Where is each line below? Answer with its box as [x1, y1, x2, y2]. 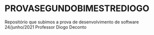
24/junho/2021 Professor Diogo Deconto [4, 24, 87, 30]
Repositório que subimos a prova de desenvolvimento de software [4, 19, 139, 25]
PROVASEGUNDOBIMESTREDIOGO [4, 3, 150, 14]
